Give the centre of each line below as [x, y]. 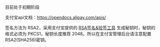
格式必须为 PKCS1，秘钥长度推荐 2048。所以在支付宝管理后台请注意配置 [78, 34]
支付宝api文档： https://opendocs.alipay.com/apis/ [56, 17]
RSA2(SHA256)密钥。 [27, 40]
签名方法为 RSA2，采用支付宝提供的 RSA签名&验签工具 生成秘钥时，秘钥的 [80, 28]
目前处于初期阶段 [22, 7]
